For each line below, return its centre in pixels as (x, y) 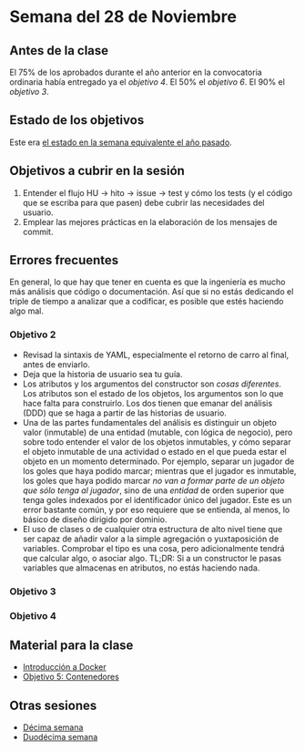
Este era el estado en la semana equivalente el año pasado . (121, 142)
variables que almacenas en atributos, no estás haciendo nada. (141, 568)
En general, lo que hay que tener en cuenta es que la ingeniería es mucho (147, 282)
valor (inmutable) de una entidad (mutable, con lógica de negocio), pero (158, 432)
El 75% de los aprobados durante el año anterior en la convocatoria (136, 72)
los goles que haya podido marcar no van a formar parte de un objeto (153, 480)
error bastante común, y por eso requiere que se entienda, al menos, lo (156, 509)
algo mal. (26, 311)
